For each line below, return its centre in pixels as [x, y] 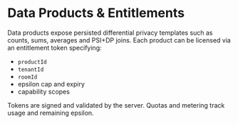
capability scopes [43, 91]
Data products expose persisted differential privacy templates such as [110, 33]
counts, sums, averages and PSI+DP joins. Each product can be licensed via [119, 40]
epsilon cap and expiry [51, 84]
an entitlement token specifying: [55, 47]
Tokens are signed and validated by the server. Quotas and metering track [116, 105]
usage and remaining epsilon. [51, 113]
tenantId [31, 69]
